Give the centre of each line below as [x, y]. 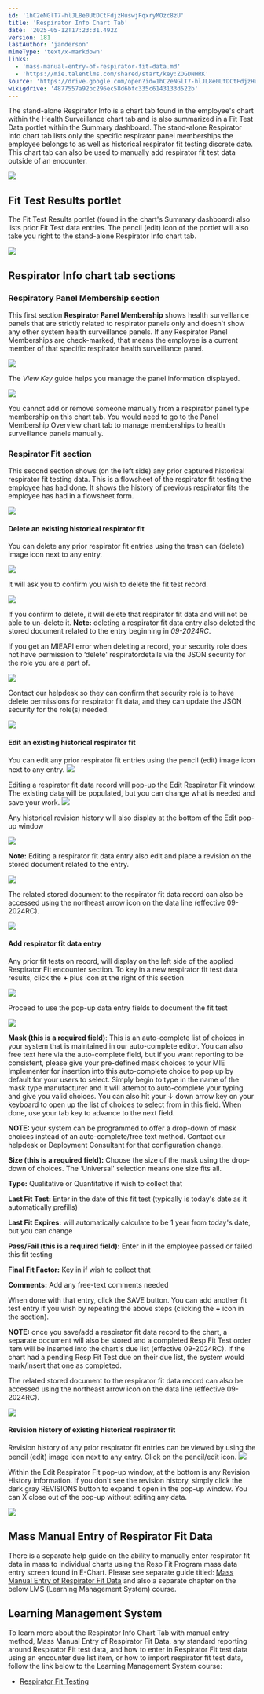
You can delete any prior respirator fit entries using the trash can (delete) [126, 546]
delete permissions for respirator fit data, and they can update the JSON [125, 701]
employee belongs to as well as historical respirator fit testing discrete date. [131, 144]
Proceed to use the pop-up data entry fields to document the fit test [118, 1008]
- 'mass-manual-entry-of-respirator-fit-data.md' [98, 67]
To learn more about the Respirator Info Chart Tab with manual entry [119, 1633]
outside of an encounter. [48, 161]
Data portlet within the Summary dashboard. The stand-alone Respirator [125, 127]
